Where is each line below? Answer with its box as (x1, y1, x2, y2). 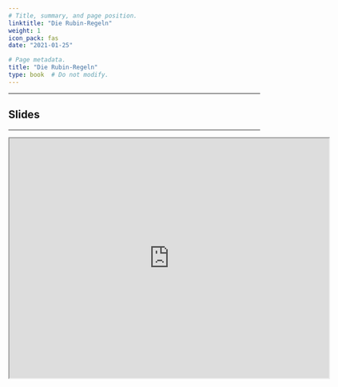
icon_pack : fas (8, 34, 59, 42)
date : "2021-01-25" (8, 42, 74, 50)
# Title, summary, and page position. (8, 11, 137, 20)
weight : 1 (8, 26, 42, 34)
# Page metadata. (8, 56, 66, 64)
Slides (8, 108, 40, 122)
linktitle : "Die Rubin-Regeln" (8, 19, 113, 27)
